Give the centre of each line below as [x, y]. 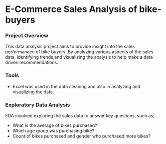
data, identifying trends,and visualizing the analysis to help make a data [79, 57]
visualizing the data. [33, 92]
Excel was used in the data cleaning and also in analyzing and [76, 86]
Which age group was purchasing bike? [53, 131]
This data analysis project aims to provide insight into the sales [70, 47]
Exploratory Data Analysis [38, 105]
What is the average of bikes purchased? [55, 125]
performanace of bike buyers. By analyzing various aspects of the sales [79, 52]
